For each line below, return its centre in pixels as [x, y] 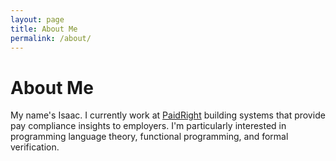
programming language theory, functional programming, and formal [149, 137]
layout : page [37, 19]
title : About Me [44, 29]
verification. [35, 147]
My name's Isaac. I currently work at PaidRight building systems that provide [168, 115]
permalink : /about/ [51, 38]
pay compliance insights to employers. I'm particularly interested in [148, 126]
